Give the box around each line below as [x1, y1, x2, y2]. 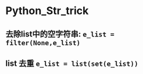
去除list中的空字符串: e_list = [5, 29, 115, 39]
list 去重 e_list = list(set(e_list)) [5, 58, 139, 68]
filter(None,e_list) [5, 38, 81, 47]
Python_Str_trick [5, 4, 89, 18]
